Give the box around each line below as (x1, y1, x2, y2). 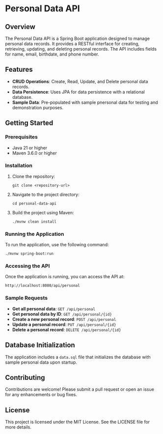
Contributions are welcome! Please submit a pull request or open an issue (5, 386, 155, 392)
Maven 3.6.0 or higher (12, 150, 57, 156)
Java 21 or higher (12, 145, 48, 150)
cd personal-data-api (12, 201, 56, 206)
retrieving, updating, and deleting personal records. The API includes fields (5, 46, 157, 52)
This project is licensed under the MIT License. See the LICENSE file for (5, 419, 150, 425)
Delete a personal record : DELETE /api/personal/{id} (12, 326, 121, 332)
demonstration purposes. (12, 104, 64, 111)
